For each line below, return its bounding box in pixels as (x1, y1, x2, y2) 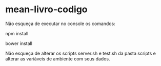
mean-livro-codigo (5, 4, 88, 15)
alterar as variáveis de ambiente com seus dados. (5, 55, 110, 62)
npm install (5, 30, 29, 36)
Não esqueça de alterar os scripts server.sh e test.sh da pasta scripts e (5, 50, 156, 56)
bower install (5, 40, 32, 47)
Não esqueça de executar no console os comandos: (5, 20, 115, 27)
